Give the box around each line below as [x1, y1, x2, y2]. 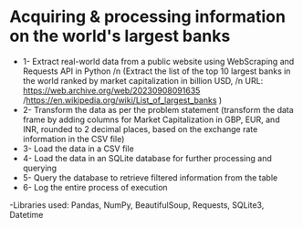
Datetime [9, 209, 44, 220]
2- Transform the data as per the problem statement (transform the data [22, 104, 294, 115]
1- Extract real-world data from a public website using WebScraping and [22, 56, 295, 67]
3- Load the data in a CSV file [22, 143, 134, 154]
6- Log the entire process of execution [22, 181, 168, 192]
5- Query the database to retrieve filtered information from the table [22, 171, 278, 183]
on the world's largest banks [9, 26, 231, 46]
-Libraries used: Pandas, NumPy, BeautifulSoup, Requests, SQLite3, [9, 199, 265, 211]
